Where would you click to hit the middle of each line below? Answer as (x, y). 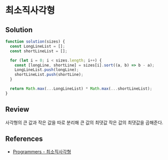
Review (17, 109)
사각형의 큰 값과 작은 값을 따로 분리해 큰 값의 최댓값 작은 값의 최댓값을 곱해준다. (85, 122)
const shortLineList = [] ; (39, 51)
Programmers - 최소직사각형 (42, 152)
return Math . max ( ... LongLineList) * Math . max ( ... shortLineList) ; (81, 89)
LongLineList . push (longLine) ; (47, 70)
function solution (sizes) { (35, 42)
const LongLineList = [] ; (38, 46)
